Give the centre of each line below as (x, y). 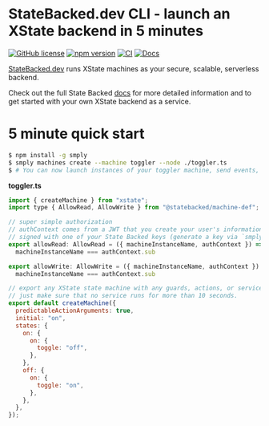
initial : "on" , (41, 318)
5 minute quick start (76, 134)
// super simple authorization (60, 222)
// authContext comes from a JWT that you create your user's (114, 229)
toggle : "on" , (60, 385)
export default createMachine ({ (62, 303)
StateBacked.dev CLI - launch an (119, 14)
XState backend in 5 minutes (106, 31)
